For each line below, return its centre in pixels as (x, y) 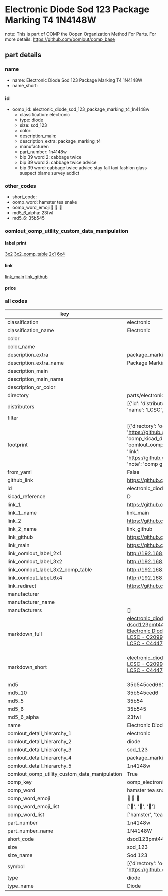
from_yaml (20, 472)
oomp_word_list (26, 815)
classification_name (31, 330)
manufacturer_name (31, 602)
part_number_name (30, 831)
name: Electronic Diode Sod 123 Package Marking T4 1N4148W (77, 80)
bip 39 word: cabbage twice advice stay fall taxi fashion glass (83, 167)
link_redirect (22, 586)
